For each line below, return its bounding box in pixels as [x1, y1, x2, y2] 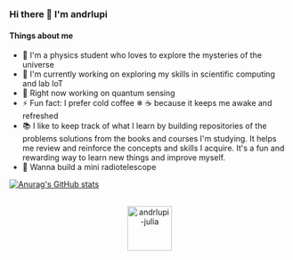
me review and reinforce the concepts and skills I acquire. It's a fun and [21, 142, 285, 154]
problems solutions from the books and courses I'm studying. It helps [21, 134, 277, 144]
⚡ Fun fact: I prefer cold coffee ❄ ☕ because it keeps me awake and [21, 98, 273, 109]
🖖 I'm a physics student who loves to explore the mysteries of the [21, 50, 263, 61]
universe [21, 60, 55, 70]
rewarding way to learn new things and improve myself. [21, 152, 225, 163]
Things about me [9, 30, 74, 41]
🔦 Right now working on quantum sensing [21, 88, 175, 99]
